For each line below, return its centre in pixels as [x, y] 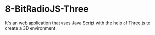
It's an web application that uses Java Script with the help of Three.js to [78, 23]
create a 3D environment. [31, 28]
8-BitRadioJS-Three [47, 9]
